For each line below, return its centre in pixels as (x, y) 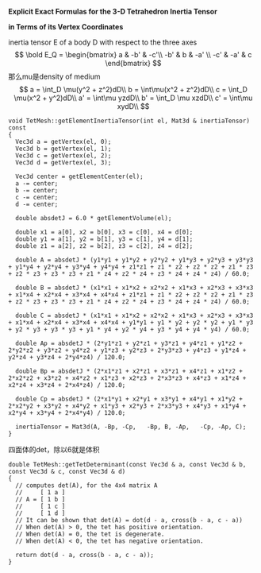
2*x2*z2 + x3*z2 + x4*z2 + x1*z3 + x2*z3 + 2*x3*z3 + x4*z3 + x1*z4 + (127, 378)
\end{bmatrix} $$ (133, 63)
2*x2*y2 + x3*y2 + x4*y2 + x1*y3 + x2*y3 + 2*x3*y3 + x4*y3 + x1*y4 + (127, 406)
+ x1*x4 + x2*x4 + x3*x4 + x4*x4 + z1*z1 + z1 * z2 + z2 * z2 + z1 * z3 (131, 295)
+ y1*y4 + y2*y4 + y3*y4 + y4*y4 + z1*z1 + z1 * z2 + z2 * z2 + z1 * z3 (131, 267)
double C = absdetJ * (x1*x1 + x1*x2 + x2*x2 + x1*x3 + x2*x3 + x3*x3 (134, 316)
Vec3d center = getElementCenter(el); (80, 176)
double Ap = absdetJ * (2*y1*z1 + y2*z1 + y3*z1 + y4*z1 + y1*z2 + (129, 343)
